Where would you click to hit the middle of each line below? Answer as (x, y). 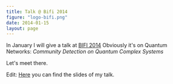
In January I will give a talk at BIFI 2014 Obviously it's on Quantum (87, 45)
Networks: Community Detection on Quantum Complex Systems (85, 52)
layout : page (22, 28)
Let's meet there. (27, 63)
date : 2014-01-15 (28, 23)
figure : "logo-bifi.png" (37, 17)
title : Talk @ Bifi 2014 (37, 12)
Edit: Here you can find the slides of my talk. (60, 74)
